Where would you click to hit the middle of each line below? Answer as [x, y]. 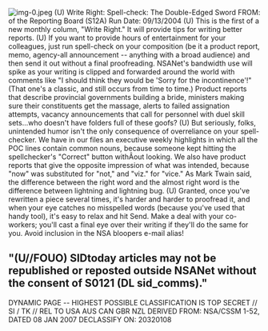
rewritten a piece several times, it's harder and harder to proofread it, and [129, 199]
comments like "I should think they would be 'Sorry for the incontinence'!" [130, 80]
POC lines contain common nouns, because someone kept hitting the [122, 148]
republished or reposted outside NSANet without [133, 271]
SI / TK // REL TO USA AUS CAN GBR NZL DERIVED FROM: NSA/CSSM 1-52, [134, 311]
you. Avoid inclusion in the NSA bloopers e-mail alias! [96, 233]
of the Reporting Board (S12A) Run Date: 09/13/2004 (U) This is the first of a [134, 21]
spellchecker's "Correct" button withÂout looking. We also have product [127, 157]
